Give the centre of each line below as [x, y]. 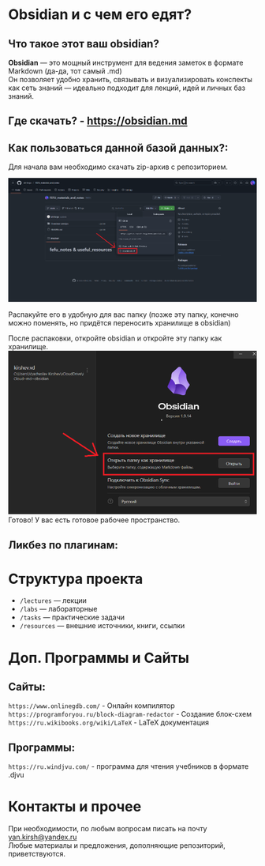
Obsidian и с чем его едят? [100, 15]
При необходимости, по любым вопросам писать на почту [108, 829]
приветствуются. [37, 854]
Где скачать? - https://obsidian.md [98, 121]
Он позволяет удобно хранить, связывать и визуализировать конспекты [130, 79]
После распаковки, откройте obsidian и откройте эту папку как [115, 338]
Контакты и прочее [75, 807]
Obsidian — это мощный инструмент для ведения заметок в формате [126, 62]
